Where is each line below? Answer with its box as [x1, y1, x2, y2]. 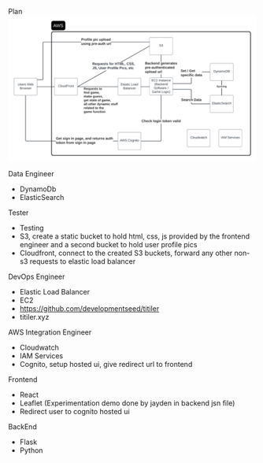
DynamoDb [19, 184, 57, 194]
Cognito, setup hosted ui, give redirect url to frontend [19, 360, 193, 369]
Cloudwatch [19, 343, 59, 353]
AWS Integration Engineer [8, 328, 92, 337]
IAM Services [19, 351, 64, 361]
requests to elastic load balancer [29, 257, 136, 266]
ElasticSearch [19, 193, 65, 202]
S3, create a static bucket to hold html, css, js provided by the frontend [19, 231, 250, 241]
